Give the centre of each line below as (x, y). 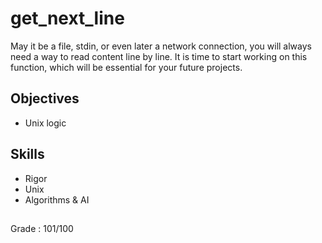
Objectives (45, 98)
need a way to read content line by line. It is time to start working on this (159, 56)
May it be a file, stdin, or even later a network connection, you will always (161, 46)
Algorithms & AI (57, 199)
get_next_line (67, 18)
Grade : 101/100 (42, 228)
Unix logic (45, 123)
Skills (27, 154)
